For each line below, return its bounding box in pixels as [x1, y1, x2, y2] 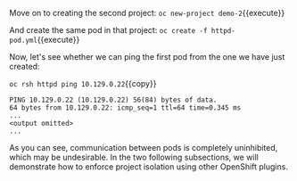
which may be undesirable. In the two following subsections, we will [9, 152, 259, 162]
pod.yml [9, 36, 38, 45]
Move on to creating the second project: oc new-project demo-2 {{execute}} [9, 8, 285, 18]
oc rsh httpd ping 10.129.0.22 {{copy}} [9, 78, 157, 88]
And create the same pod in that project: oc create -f [9, 25, 208, 35]
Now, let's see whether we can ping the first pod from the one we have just [9, 52, 285, 62]
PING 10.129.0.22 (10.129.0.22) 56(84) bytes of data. [9, 95, 218, 104]
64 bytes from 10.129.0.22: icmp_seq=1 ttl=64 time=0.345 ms [9, 103, 242, 112]
